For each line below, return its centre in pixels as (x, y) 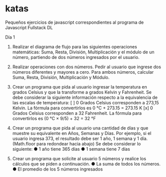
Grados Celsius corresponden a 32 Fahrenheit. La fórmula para (77, 113)
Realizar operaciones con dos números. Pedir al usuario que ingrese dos (87, 67)
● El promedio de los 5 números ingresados (57, 169)
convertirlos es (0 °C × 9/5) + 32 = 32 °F (54, 118)
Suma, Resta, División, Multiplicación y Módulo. (61, 77)
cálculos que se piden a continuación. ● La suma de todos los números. (86, 164)
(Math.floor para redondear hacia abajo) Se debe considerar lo (77, 143)
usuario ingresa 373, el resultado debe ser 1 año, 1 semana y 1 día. (80, 138)
